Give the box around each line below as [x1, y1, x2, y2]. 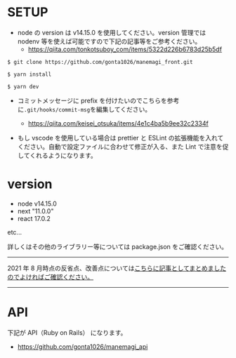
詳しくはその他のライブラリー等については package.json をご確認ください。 [7, 242, 228, 251]
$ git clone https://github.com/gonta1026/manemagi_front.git [7, 58, 193, 65]
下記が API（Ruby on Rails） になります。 [7, 328, 127, 337]
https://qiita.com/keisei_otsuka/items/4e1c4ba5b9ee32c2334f [27, 119, 209, 127]
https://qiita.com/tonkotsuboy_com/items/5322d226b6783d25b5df [27, 45, 223, 53]
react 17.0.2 [17, 214, 51, 223]
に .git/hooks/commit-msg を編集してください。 [17, 105, 152, 113]
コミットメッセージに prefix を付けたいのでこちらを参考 [17, 96, 180, 105]
